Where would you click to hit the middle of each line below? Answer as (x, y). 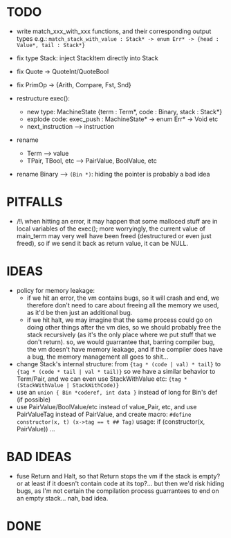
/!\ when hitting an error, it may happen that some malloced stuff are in (117, 221)
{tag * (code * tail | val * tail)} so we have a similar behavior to (116, 371)
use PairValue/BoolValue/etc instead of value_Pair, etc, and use (107, 406)
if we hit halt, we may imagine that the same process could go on (119, 320)
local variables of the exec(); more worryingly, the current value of (111, 228)
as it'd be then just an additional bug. (80, 312)
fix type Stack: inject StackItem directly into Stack (87, 58)
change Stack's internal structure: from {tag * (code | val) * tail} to (119, 364)
